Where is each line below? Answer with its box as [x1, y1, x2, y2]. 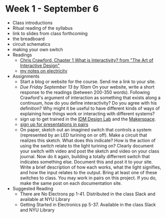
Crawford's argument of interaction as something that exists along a [20, 94, 161, 101]
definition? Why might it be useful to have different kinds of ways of [20, 105, 160, 111]
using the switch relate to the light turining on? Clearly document [20, 142, 154, 149]
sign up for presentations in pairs [20, 121, 89, 127]
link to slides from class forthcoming [12, 30, 88, 36]
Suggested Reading [12, 185, 54, 191]
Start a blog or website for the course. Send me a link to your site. [20, 79, 156, 85]
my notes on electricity [20, 67, 68, 74]
